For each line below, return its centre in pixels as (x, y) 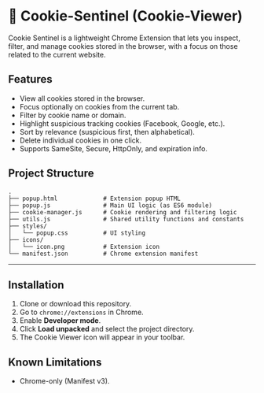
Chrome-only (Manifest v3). (64, 381)
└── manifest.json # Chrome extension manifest (103, 254)
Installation (36, 285)
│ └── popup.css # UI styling (77, 233)
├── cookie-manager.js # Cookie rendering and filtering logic (123, 212)
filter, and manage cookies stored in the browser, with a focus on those (123, 46)
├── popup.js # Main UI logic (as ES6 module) (110, 205)
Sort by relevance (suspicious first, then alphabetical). (107, 132)
